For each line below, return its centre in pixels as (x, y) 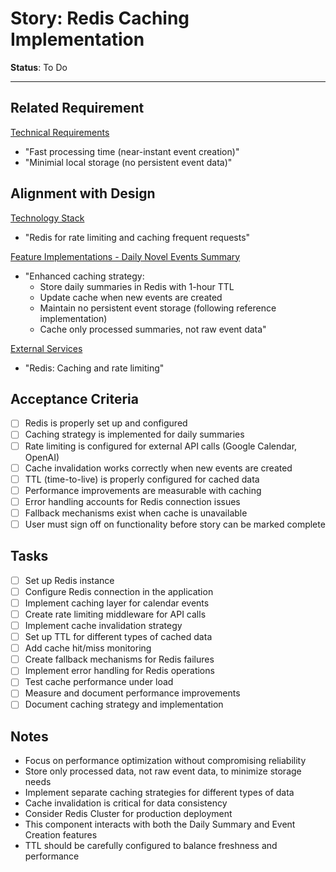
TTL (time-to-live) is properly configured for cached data (142, 479)
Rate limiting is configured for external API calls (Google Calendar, (161, 446)
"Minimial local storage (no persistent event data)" (128, 162)
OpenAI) (42, 457)
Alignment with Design (83, 193)
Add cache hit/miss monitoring (88, 648)
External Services (46, 348)
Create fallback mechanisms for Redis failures (119, 659)
